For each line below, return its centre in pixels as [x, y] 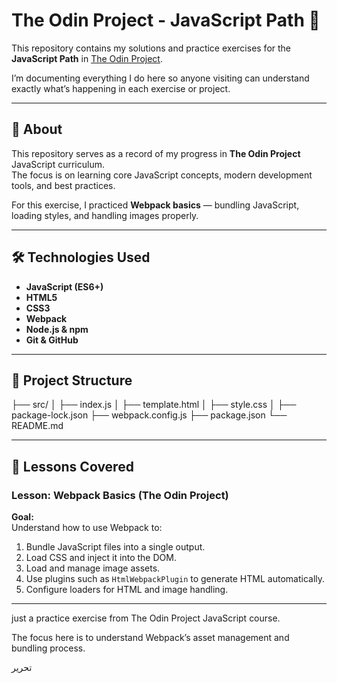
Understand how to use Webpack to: [87, 528]
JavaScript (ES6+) [64, 286]
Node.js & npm [57, 329]
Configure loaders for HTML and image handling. [127, 590]
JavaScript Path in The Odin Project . [87, 58]
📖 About [37, 129]
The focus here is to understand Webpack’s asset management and [150, 638]
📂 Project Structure [72, 380]
